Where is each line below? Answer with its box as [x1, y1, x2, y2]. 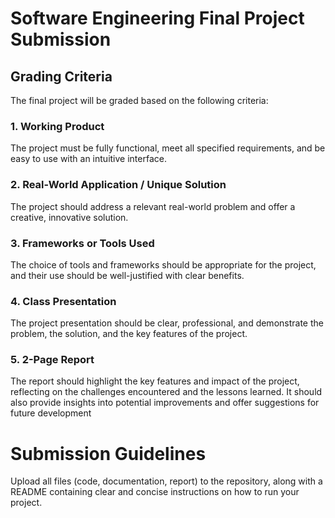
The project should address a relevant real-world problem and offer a [10, 200, 296, 212]
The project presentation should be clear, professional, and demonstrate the [10, 317, 324, 329]
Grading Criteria [10, 68, 113, 85]
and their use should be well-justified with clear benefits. [10, 269, 245, 281]
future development [10, 407, 92, 419]
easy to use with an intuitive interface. [10, 153, 167, 165]
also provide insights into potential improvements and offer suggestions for [10, 397, 320, 409]
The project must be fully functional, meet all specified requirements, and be [10, 142, 326, 154]
